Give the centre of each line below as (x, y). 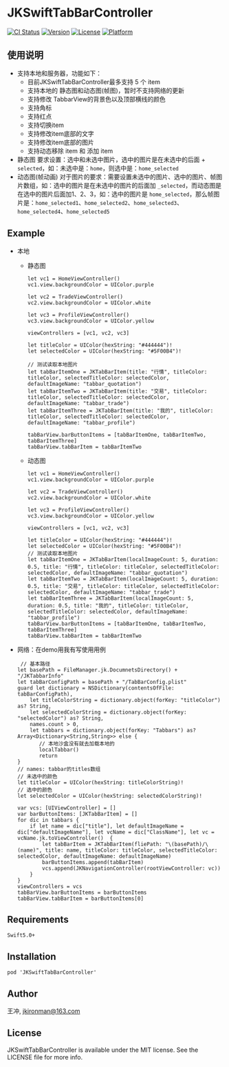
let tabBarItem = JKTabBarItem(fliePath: (102, 844)
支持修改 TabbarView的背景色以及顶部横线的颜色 (97, 99)
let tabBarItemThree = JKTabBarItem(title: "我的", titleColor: (120, 411)
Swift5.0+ (21, 936)
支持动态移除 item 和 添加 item (70, 150)
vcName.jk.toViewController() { (65, 838)
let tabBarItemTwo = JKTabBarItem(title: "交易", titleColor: (117, 391)
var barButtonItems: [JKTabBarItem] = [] (77, 814)
